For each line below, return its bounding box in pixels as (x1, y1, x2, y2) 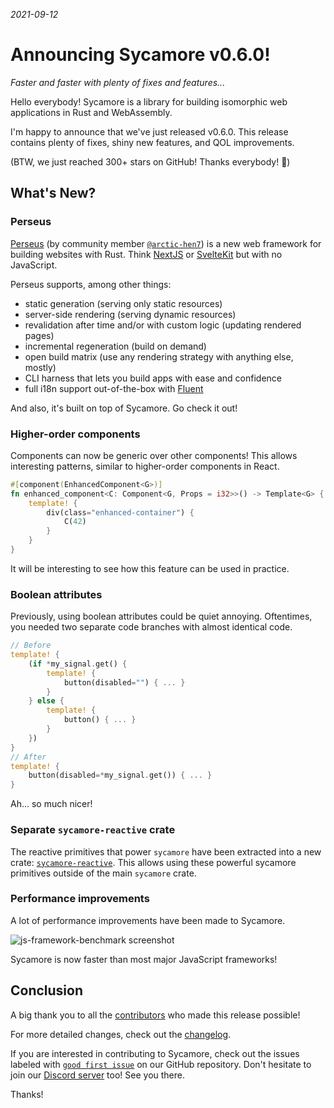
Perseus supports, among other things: (10, 278, 172, 290)
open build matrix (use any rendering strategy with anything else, (24, 350, 294, 363)
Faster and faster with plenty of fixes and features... (10, 76, 226, 88)
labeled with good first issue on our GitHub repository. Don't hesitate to (10, 1058, 312, 1070)
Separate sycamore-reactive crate (10, 823, 176, 837)
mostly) (24, 361, 57, 373)
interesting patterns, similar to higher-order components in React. (10, 460, 280, 472)
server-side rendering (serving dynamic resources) (24, 308, 237, 320)
